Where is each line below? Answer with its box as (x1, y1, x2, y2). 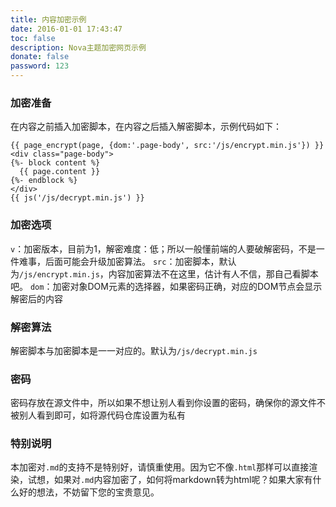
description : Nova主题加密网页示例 (10, 42, 147, 53)
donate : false (10, 52, 70, 62)
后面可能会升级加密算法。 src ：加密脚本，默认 (44, 255, 237, 267)
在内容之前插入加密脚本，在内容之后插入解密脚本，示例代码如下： (10, 121, 282, 133)
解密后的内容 (10, 292, 63, 305)
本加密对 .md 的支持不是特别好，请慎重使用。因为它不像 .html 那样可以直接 (10, 461, 310, 473)
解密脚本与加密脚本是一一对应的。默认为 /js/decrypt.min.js (10, 344, 258, 356)
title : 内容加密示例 (10, 14, 87, 25)
